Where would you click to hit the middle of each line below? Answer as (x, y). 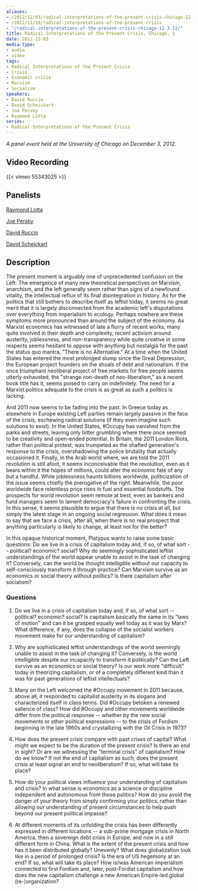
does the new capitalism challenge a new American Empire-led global (99, 875)
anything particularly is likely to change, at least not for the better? (87, 527)
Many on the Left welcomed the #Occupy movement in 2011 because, (99, 690)
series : (16, 122)
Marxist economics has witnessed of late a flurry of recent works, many (93, 327)
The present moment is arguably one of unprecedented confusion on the (95, 277)
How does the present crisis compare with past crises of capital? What (100, 739)
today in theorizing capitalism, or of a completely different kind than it (99, 672)
